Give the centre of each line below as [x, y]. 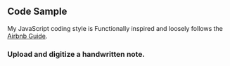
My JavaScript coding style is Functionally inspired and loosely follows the [115, 28]
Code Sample [37, 12]
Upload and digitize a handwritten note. [76, 54]
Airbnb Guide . [27, 36]
